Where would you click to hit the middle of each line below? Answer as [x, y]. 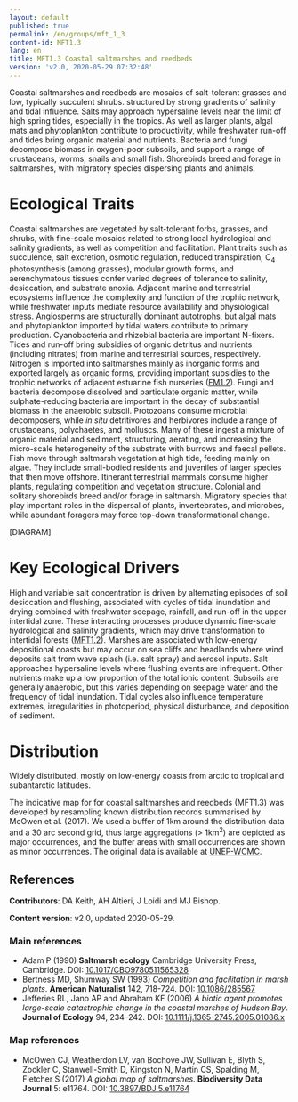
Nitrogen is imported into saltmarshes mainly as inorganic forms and [134, 363]
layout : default [39, 17]
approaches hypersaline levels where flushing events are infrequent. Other [146, 668]
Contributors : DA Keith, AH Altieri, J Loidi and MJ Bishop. [115, 901]
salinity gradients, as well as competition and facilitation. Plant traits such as [149, 247]
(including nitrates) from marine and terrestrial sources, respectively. [135, 353]
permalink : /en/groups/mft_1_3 [67, 34]
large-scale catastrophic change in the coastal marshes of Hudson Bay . [155, 1008]
